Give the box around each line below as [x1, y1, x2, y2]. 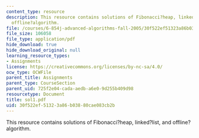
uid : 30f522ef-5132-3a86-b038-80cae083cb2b [6, 102, 115, 108]
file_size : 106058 [6, 31, 52, 37]
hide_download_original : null [6, 47, 81, 53]
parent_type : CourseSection [6, 81, 76, 86]
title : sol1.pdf [6, 97, 46, 102]
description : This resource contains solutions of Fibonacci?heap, [6, 14, 176, 20]
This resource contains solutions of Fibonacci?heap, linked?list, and [6, 118, 172, 126]
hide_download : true [6, 42, 57, 48]
